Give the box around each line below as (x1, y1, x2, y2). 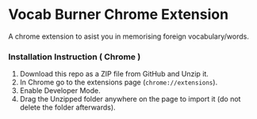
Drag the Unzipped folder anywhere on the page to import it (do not (19, 95, 241, 104)
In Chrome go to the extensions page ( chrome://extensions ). (19, 77, 218, 87)
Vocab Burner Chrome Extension (8, 6, 228, 24)
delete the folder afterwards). (19, 102, 117, 112)
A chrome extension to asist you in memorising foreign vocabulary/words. (8, 32, 250, 41)
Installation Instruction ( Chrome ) (8, 51, 141, 62)
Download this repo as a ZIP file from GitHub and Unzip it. (19, 69, 209, 79)
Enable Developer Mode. (19, 86, 101, 95)
